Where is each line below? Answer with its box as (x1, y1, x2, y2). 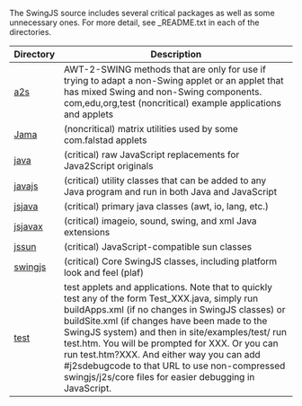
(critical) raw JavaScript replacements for (63, 148, 240, 161)
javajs (13, 180, 39, 192)
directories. (9, 27, 52, 37)
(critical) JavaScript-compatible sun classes (63, 241, 253, 252)
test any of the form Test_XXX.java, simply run (63, 292, 259, 304)
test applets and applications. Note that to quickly (63, 281, 272, 293)
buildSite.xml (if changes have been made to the (63, 314, 268, 327)
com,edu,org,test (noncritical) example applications (63, 97, 281, 109)
